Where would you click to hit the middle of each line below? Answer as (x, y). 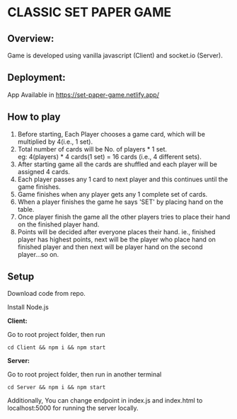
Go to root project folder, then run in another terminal (85, 374)
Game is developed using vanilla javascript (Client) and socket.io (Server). (115, 55)
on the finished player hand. (58, 224)
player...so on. (38, 254)
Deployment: (36, 78)
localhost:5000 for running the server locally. (73, 408)
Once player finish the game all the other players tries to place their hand (124, 217)
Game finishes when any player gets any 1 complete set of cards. (112, 194)
